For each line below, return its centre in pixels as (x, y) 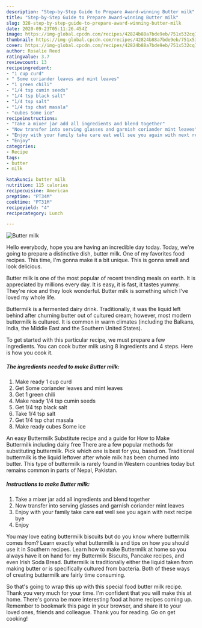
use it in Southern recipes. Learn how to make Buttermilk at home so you (96, 550)
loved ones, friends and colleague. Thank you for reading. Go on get (91, 612)
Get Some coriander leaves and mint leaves (69, 388)
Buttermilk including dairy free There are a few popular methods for (90, 445)
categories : (21, 146)
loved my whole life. (31, 297)
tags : (13, 157)
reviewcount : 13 (26, 62)
